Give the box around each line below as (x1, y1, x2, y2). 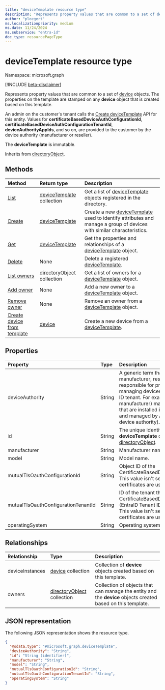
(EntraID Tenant (119, 502, 156, 509)
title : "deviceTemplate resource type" (5, 7, 87, 12)
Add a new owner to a (84, 283, 135, 290)
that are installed (119, 406, 158, 413)
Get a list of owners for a (84, 269, 141, 276)
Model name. (119, 455, 149, 462)
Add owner (7, 286, 33, 293)
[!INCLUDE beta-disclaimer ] (5, 82, 61, 87)
